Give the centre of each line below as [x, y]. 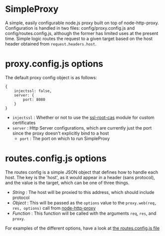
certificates [24, 123]
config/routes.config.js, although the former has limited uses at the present [82, 33]
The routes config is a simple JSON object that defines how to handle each [82, 172]
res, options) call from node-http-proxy [54, 208]
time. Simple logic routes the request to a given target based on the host [79, 39]
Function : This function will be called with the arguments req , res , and [84, 213]
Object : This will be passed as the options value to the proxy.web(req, [84, 203]
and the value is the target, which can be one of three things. [67, 183]
